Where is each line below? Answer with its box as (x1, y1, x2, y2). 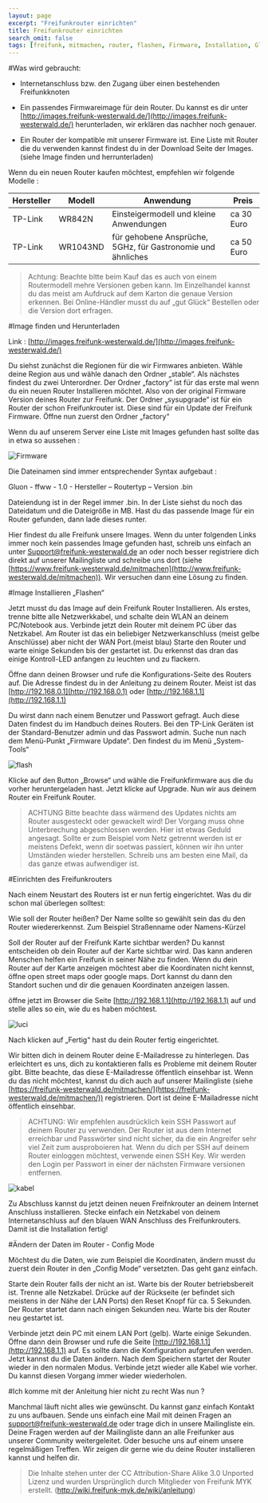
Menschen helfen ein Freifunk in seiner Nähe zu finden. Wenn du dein (8, 955, 238, 965)
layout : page (8, 11, 52, 20)
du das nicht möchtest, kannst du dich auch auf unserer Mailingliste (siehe (8, 1076, 254, 1086)
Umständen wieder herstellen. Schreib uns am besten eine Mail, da (27, 851, 249, 860)
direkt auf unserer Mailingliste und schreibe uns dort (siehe (8, 556, 203, 565)
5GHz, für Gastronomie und (112, 241, 215, 252)
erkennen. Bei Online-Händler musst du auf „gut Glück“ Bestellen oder (27, 297, 260, 307)
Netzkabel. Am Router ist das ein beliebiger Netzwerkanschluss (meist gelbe (8, 629, 260, 639)
